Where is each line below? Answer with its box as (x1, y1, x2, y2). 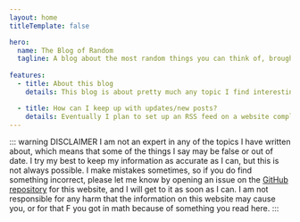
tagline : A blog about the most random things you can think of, (17, 55, 266, 64)
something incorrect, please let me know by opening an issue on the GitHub (9, 175, 288, 185)
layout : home (9, 13, 58, 22)
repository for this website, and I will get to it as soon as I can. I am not (9, 184, 269, 195)
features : (9, 71, 46, 81)
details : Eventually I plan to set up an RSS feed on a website (25, 112, 270, 121)
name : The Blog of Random (17, 46, 114, 55)
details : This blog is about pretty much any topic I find (25, 87, 250, 97)
